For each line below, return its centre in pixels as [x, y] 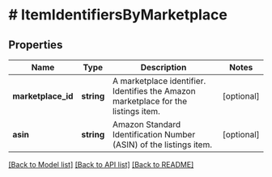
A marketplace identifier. [159, 81]
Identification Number [154, 135]
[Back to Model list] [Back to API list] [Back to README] [101, 164]
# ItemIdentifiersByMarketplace [118, 15]
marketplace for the [150, 101]
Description [164, 67]
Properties [36, 45]
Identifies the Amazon [154, 91]
